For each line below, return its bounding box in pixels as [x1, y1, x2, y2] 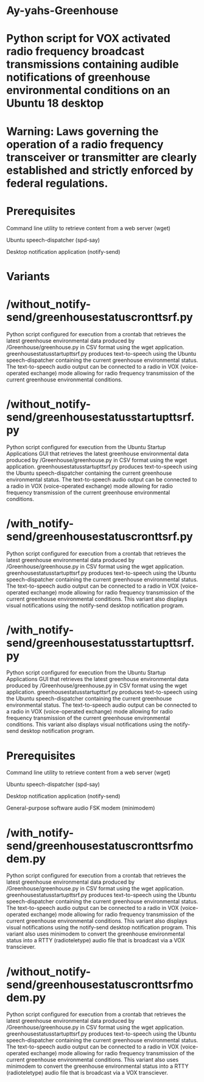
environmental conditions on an [6, 84, 171, 98]
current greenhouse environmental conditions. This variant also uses [6, 1056, 179, 1064]
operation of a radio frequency [6, 137, 164, 151]
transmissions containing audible [6, 57, 179, 71]
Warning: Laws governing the [6, 124, 159, 138]
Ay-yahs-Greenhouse [6, 4, 119, 18]
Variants [6, 269, 51, 283]
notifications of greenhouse [6, 71, 150, 84]
